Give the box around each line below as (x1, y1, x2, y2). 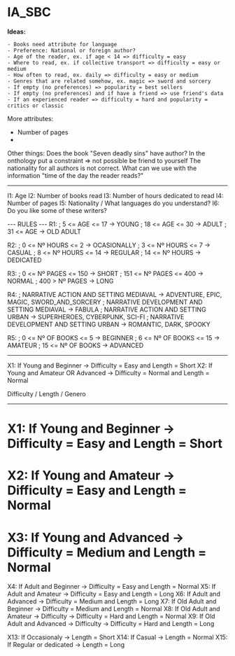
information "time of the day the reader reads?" (7, 171, 144, 179)
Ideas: (7, 27, 26, 36)
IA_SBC (7, 4, 51, 20)
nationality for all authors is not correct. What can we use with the (7, 164, 197, 172)
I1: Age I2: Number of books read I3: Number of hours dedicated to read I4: (7, 191, 224, 200)
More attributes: (7, 114, 54, 123)
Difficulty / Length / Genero (7, 389, 86, 398)
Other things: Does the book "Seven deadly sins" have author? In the (7, 148, 206, 158)
